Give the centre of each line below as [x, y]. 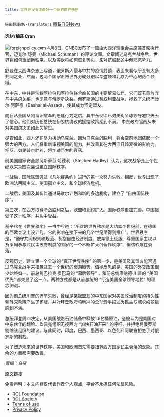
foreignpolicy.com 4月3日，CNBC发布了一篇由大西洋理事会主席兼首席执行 [84, 48]
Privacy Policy [26, 409]
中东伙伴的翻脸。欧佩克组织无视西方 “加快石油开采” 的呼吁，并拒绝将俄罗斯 [81, 324]
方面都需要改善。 [31, 353]
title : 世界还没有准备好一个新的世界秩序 [42, 9]
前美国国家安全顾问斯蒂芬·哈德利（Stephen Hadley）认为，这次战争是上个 [79, 160]
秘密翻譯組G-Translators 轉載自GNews [43, 24]
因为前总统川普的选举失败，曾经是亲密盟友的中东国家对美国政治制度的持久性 [82, 296]
